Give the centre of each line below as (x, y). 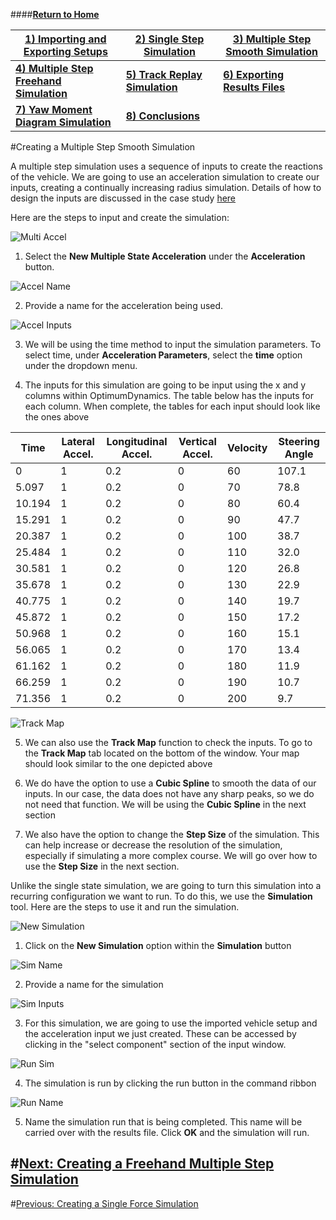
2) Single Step (169, 39)
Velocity (247, 447)
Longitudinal (137, 441)
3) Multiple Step (272, 39)
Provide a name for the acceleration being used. (124, 305)
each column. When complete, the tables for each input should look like (172, 406)
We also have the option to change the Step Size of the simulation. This (172, 834)
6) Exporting (254, 74)
